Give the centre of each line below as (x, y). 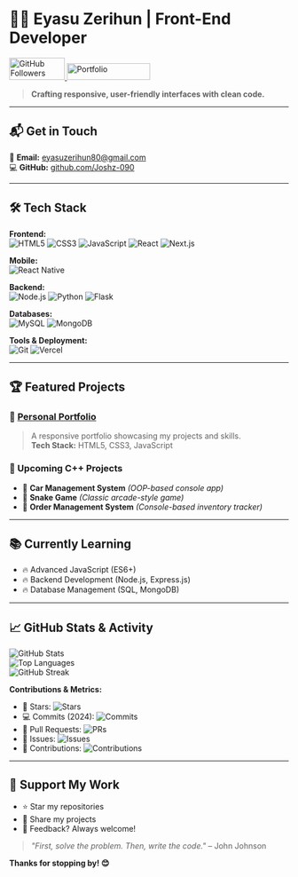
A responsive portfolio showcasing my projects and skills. (136, 436)
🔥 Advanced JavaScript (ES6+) (79, 570)
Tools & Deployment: (48, 340)
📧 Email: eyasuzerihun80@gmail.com (78, 157)
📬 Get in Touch (53, 132)
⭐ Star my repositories (63, 806)
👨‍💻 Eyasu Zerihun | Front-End (120, 19)
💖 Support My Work (64, 784)
